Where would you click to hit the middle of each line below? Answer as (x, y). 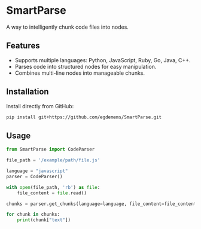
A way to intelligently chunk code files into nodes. (67, 27)
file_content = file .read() (52, 193)
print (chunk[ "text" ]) (44, 220)
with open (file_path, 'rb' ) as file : (53, 187)
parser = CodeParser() (34, 176)
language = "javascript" (37, 171)
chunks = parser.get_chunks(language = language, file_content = (85, 204)
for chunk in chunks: (33, 215)
